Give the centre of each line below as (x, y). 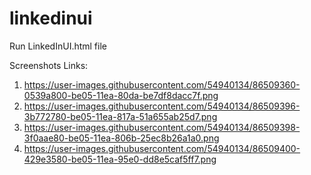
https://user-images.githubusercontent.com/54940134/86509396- (162, 106)
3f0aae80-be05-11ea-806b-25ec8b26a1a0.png (121, 138)
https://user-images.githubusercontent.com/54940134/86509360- (162, 84)
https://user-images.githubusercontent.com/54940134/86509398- (162, 127)
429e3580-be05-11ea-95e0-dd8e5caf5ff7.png (120, 159)
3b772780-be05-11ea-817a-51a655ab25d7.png (120, 116)
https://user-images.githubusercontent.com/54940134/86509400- (162, 148)
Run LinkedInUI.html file (58, 46)
